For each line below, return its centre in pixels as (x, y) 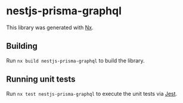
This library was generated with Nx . (50, 27)
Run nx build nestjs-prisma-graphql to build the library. (75, 60)
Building (22, 46)
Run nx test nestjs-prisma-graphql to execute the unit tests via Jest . (92, 93)
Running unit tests (41, 79)
